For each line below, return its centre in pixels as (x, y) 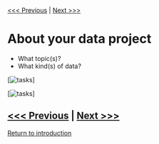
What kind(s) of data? (50, 66)
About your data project (79, 39)
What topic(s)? (39, 58)
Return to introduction (40, 133)
